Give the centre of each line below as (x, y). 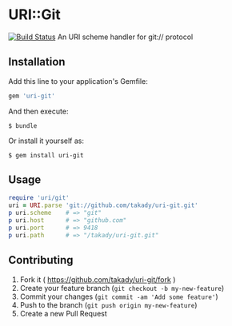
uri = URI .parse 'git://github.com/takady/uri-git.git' (103, 205)
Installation (37, 62)
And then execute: (38, 111)
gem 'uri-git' (32, 96)
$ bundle (23, 125)
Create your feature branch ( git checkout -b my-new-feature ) (122, 288)
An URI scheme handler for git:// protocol (125, 37)
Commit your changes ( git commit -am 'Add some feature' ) (119, 296)
